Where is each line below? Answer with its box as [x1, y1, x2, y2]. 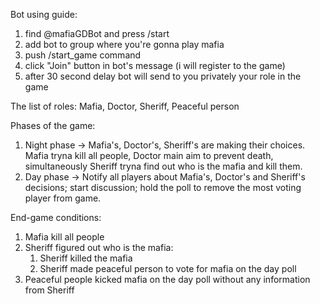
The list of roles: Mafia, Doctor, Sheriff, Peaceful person [10, 100, 240, 112]
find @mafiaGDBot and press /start [24, 28, 170, 39]
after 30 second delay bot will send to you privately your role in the [24, 70, 302, 82]
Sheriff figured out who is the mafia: [24, 242, 174, 253]
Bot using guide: [10, 9, 78, 20]
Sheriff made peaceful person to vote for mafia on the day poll [39, 263, 297, 274]
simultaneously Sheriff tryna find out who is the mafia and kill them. [24, 160, 303, 172]
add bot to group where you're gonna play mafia [24, 39, 225, 50]
